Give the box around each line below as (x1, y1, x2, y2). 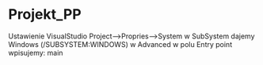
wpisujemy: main (8, 48, 63, 57)
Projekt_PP (8, 5, 82, 23)
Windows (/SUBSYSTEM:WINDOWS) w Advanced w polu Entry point (8, 39, 232, 49)
